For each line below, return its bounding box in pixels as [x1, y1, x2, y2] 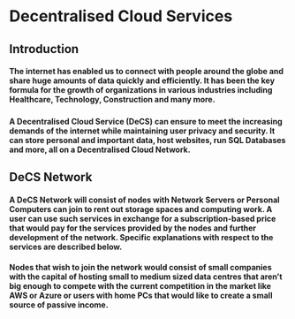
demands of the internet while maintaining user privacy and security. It [9, 125, 276, 136]
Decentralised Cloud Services [9, 6, 233, 27]
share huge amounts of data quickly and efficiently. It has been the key [9, 75, 276, 86]
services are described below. [9, 241, 123, 253]
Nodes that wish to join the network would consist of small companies [9, 262, 272, 272]
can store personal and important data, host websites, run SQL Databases [9, 135, 286, 146]
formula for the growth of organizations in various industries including [9, 85, 273, 95]
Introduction [9, 42, 79, 57]
